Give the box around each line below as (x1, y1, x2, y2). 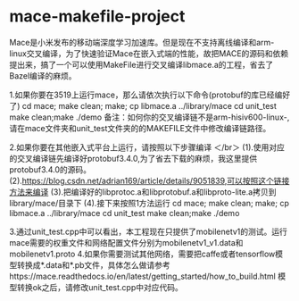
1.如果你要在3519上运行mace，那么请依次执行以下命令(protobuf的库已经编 (9, 89, 283, 100)
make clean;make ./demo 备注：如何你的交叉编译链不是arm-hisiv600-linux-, (9, 112, 290, 122)
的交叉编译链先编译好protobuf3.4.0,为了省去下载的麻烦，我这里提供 (9, 153, 257, 163)
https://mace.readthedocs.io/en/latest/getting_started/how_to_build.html (9, 271, 277, 281)
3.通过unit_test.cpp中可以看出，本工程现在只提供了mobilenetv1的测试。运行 (9, 226, 288, 237)
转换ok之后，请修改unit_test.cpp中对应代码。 (16, 281, 183, 292)
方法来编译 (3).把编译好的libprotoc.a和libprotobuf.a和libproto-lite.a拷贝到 (9, 186, 277, 197)
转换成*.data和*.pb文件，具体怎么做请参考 (16, 259, 171, 270)
